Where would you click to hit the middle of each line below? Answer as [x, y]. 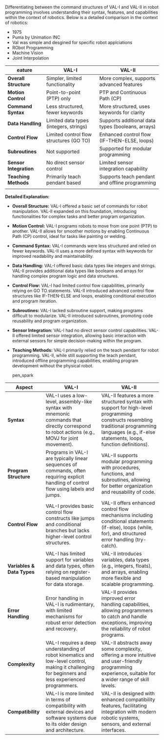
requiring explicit [65, 477]
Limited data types [67, 120]
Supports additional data [127, 120]
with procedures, [121, 467]
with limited [59, 610]
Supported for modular [125, 148]
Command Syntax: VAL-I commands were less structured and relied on [84, 246]
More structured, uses [125, 106]
